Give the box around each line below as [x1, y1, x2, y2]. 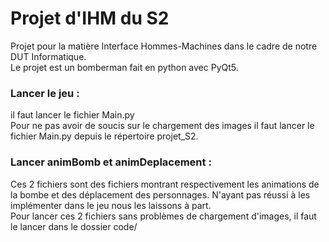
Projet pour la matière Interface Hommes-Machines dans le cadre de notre [10, 40, 318, 52]
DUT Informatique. [10, 50, 87, 62]
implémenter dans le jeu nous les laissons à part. [10, 199, 212, 211]
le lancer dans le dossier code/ [10, 220, 138, 232]
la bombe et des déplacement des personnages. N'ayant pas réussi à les [10, 188, 311, 201]
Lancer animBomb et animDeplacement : [10, 155, 212, 169]
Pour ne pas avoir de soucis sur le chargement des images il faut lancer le [10, 120, 315, 132]
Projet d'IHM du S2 [10, 7, 170, 30]
